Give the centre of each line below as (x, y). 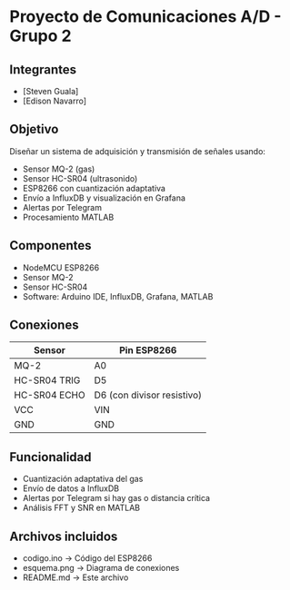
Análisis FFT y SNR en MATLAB (81, 508)
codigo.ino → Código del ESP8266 (87, 558)
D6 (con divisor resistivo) (148, 395)
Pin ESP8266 (148, 350)
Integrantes (43, 69)
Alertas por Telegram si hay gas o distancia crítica (116, 498)
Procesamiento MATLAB (68, 217)
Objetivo (34, 129)
